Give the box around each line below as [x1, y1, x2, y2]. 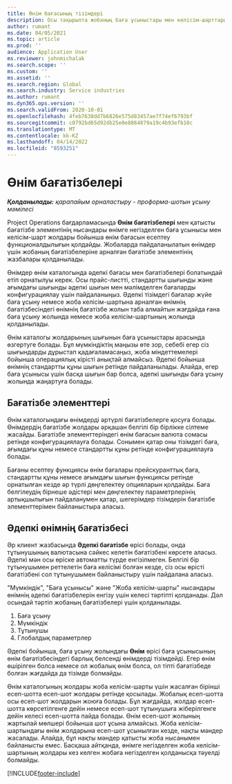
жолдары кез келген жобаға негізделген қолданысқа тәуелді [39, 748, 220, 756]
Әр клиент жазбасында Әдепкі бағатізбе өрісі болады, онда [7, 540, 186, 549]
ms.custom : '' [7, 68, 48, 75]
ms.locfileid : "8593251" [7, 145, 79, 152]
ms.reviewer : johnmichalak [7, 55, 85, 62]
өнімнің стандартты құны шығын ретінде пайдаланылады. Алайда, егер [7, 362, 219, 370]
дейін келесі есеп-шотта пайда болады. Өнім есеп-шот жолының [7, 711, 200, 720]
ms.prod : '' [7, 42, 41, 49]
